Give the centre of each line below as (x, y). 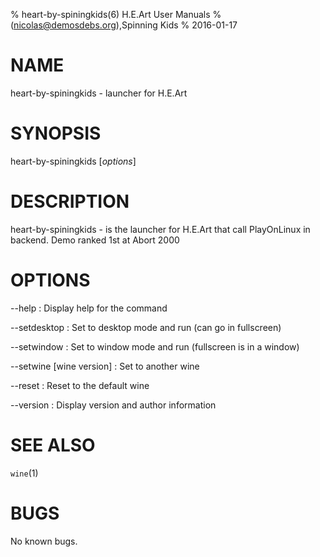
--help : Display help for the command (89, 308)
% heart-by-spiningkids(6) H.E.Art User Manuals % (116, 14)
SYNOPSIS (56, 133)
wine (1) (24, 473)
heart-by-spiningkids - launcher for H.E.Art (99, 93)
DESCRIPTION (70, 201)
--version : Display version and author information (113, 405)
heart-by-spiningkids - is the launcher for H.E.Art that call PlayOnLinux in (160, 229)
